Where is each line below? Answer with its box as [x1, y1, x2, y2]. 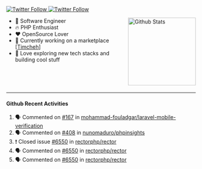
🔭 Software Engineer [14, 17, 66, 24]
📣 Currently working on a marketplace [14, 37, 109, 44]
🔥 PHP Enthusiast [14, 24, 59, 31]
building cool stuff [14, 56, 60, 63]
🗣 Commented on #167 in [14, 114, 80, 121]
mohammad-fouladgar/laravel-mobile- [81, 114, 176, 121]
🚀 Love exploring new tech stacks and [14, 50, 110, 57]
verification [14, 122, 43, 129]
